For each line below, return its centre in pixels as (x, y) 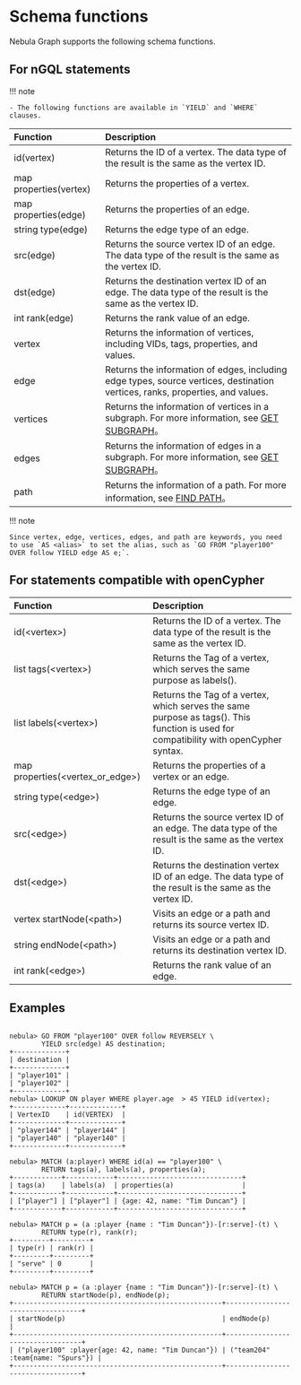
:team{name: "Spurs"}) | (56, 1358)
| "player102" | (39, 1084)
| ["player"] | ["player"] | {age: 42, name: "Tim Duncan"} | (128, 1201)
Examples (37, 1008)
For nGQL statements (70, 70)
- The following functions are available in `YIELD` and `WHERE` (133, 108)
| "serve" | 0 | (52, 1264)
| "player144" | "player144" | (68, 1131)
